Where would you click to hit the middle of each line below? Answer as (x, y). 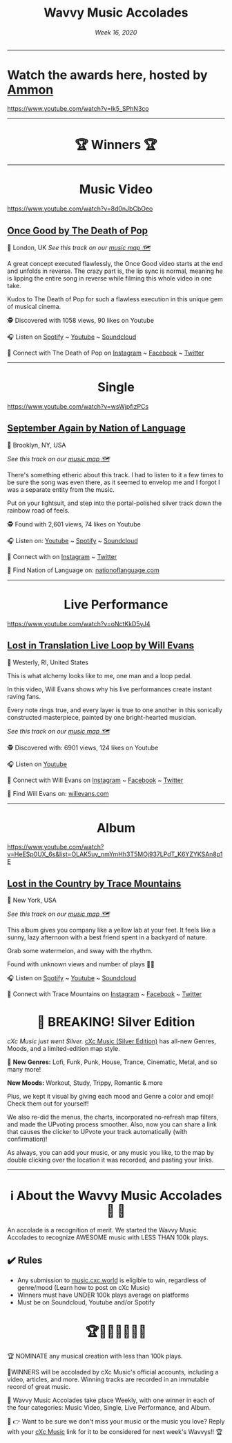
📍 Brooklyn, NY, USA (37, 445)
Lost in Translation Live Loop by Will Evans (101, 646)
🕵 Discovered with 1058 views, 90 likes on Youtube (80, 321)
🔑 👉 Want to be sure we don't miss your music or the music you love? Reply (116, 1421)
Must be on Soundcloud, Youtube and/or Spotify (86, 1302)
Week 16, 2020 (116, 32)
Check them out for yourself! (48, 1104)
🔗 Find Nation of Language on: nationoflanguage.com (84, 570)
